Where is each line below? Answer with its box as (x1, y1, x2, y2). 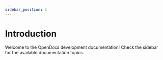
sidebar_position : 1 (5, 7, 48, 12)
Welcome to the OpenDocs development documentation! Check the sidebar (5, 44, 159, 50)
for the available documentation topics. (5, 49, 84, 55)
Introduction (5, 28, 57, 39)
